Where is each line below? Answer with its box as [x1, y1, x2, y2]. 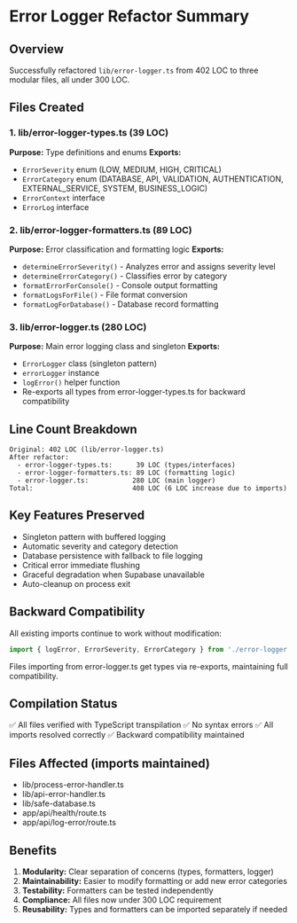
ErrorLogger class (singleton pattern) [21, 358, 158, 369]
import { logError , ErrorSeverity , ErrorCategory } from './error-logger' [9, 645, 292, 653]
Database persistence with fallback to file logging [21, 550, 203, 560]
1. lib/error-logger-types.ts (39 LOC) [9, 127, 169, 139]
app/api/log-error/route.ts [21, 817, 117, 828]
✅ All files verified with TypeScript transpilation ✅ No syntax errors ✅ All [9, 720, 274, 731]
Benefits [9, 842, 58, 857]
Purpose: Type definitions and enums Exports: [9, 146, 182, 157]
